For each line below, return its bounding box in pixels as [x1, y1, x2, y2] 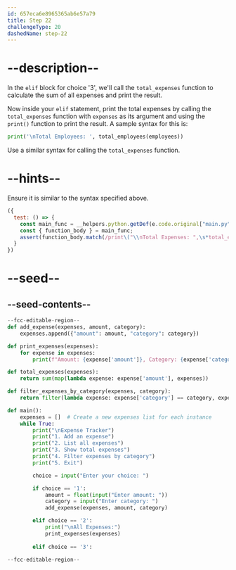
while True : [20, 420, 55, 427]
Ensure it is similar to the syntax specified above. [7, 194, 149, 202]
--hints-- [7, 170, 61, 186]
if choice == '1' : [32, 485, 86, 492]
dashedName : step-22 [7, 30, 68, 37]
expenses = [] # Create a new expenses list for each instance [20, 413, 212, 421]
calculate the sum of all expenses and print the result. [7, 91, 163, 99]
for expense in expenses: [20, 349, 96, 356]
